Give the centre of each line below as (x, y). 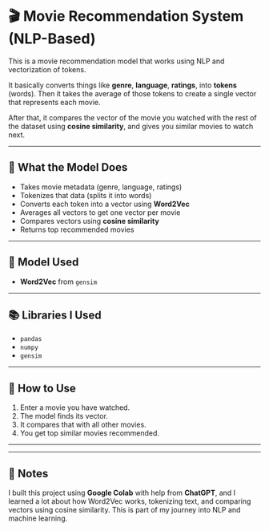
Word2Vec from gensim (58, 282)
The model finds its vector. (64, 416)
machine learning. (38, 518)
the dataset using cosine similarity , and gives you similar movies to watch (131, 126)
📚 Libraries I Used (55, 315)
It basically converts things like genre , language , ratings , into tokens (123, 85)
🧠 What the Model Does (68, 167)
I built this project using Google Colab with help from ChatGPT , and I (122, 492)
